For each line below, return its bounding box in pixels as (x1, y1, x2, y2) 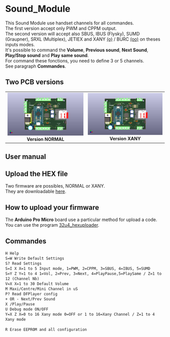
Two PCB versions (5, 78, 64, 86)
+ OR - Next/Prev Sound (5, 296, 56, 301)
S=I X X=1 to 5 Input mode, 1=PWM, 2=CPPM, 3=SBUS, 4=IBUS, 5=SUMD (5, 266, 151, 271)
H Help (5, 251, 19, 256)
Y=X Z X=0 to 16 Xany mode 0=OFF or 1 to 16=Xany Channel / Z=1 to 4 (5, 312, 155, 317)
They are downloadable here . (5, 189, 67, 195)
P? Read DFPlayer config (5, 291, 58, 296)
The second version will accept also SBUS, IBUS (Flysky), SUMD (5, 30, 140, 37)
